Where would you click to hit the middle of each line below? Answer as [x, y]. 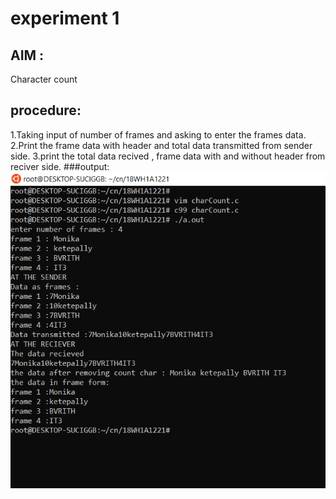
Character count [44, 79]
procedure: [46, 110]
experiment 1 [65, 18]
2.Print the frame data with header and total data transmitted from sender [161, 145]
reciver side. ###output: [60, 166]
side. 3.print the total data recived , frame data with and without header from [168, 156]
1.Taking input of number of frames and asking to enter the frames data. [158, 134]
